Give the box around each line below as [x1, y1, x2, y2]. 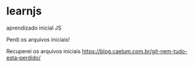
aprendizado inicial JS [6, 24, 62, 31]
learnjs [6, 4, 42, 18]
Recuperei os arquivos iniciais [6, 47, 81, 55]
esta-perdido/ [6, 54, 41, 61]
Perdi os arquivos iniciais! [6, 36, 70, 43]
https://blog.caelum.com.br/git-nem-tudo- [81, 47, 188, 55]
